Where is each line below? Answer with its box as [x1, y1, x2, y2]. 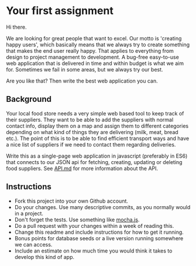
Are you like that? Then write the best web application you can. [6, 77, 158, 84]
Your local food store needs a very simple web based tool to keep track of [6, 110, 184, 117]
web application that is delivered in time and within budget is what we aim [6, 60, 184, 67]
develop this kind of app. [14, 253, 75, 260]
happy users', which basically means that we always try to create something [6, 41, 190, 48]
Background [6, 94, 51, 104]
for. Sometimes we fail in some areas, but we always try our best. [6, 66, 163, 73]
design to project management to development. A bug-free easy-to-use [6, 53, 180, 60]
